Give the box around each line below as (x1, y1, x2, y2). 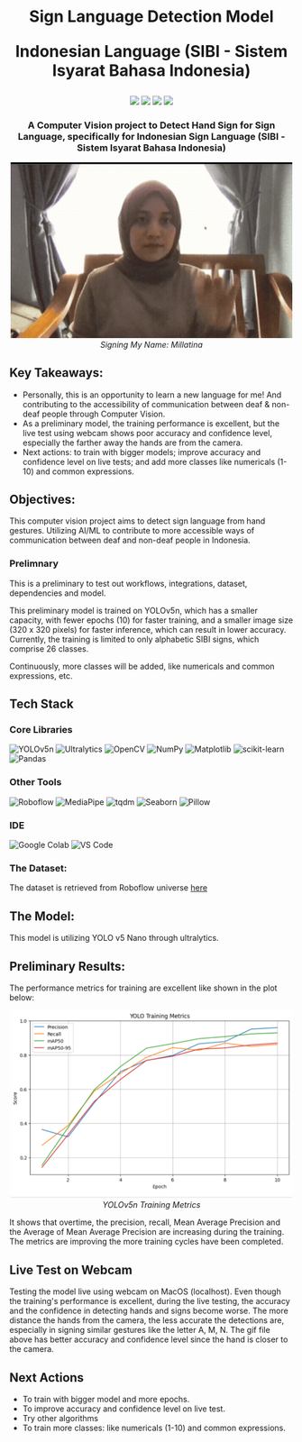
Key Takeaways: (9, 365, 104, 380)
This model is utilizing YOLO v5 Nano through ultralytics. (9, 933, 219, 944)
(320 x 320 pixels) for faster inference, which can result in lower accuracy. (9, 624, 287, 634)
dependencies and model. (9, 588, 106, 598)
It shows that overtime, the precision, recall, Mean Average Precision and (9, 1217, 281, 1228)
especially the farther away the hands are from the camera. (22, 437, 243, 448)
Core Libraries (9, 724, 74, 736)
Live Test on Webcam (9, 1262, 133, 1277)
